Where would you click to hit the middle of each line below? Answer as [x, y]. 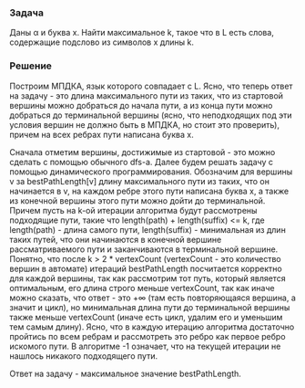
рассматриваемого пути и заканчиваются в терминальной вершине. [144, 249]
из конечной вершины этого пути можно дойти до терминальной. [137, 200]
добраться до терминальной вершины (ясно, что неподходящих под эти [151, 115]
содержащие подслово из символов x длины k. [102, 42]
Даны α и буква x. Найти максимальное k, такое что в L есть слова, [142, 33]
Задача [26, 13]
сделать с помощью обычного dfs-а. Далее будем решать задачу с [141, 162]
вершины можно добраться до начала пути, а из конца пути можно [141, 105]
